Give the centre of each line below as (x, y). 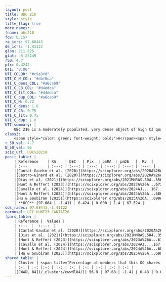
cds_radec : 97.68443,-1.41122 (36, 208)
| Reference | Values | (40, 221)
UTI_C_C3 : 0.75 (21, 111)
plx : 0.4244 (17, 65)
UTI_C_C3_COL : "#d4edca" (31, 88)
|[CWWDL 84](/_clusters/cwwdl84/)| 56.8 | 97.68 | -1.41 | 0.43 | (84, 272)
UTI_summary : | (21, 125)
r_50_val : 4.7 (20, 143)
